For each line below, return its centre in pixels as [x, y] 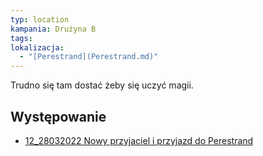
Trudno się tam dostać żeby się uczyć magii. [102, 85]
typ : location [40, 19]
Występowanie [58, 116]
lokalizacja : [37, 47]
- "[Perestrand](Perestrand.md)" [89, 57]
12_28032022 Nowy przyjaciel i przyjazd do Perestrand [139, 140]
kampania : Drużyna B [53, 29]
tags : [21, 38]
